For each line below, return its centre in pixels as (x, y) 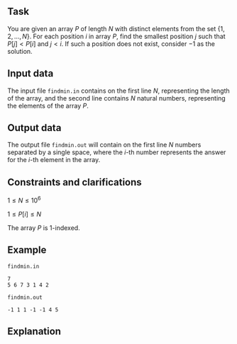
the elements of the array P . (48, 105)
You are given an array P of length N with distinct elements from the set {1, (116, 28)
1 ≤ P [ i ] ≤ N (24, 214)
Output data (34, 128)
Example (27, 250)
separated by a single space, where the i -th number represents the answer (117, 152)
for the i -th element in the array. (54, 160)
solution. (20, 51)
